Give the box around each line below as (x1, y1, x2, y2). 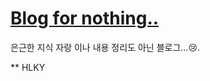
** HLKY (10, 61, 46, 73)
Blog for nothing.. (10, 7, 160, 30)
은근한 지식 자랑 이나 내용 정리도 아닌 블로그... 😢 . (10, 41, 201, 53)
